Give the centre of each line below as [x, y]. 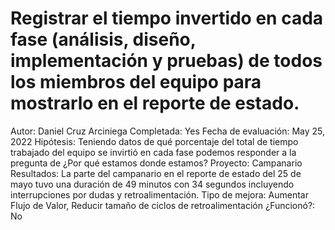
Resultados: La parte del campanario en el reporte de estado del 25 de [156, 173]
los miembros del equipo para [136, 82]
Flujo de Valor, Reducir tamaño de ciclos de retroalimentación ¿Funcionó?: [163, 205]
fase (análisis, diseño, [103, 39]
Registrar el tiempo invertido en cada [167, 18]
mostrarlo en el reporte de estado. [155, 103]
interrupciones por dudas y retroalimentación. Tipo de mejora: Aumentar [159, 194]
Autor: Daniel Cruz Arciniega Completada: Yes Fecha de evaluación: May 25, [168, 131]
